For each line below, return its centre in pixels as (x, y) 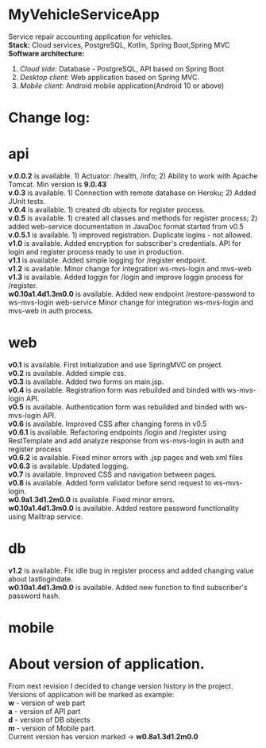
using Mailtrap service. (46, 516)
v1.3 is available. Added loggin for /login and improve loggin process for (126, 277)
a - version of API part (44, 712)
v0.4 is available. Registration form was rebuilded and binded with (117, 390)
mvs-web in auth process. (51, 311)
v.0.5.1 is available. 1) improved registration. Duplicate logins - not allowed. (130, 235)
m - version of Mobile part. (52, 728)
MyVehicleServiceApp (84, 15)
